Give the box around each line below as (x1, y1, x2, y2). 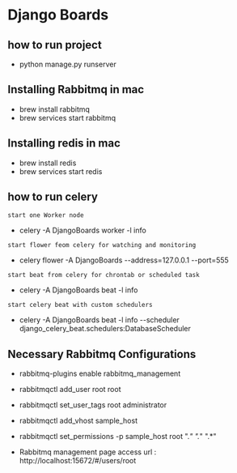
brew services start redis (19, 166, 103, 176)
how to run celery (7, 190, 99, 204)
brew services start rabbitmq (19, 113, 116, 122)
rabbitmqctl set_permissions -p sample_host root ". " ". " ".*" (19, 432, 217, 441)
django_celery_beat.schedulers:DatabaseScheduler (19, 324, 192, 334)
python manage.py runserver (19, 59, 116, 69)
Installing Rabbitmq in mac (7, 83, 145, 96)
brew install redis (19, 158, 77, 168)
